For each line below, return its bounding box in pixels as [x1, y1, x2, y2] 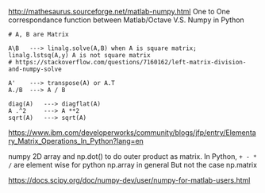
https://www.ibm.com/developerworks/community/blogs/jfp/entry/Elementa [8, 128, 256, 137]
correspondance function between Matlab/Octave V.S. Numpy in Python [8, 15, 244, 25]
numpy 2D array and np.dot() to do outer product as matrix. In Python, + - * [8, 152, 257, 161]
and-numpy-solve [8, 65, 62, 73]
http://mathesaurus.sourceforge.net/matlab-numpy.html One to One [8, 7, 230, 16]
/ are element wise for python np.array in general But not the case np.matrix [8, 160, 258, 169]
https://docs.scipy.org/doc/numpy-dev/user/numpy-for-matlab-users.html [8, 176, 251, 185]
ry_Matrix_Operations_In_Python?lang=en [8, 137, 144, 145]
